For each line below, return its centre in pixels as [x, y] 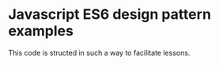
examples [41, 31]
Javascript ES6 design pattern [110, 14]
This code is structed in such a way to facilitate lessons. [99, 52]
